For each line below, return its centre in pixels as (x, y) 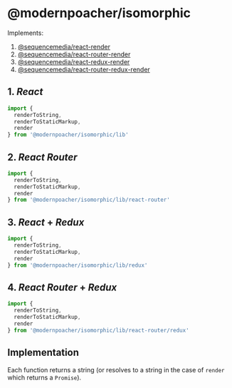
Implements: (26, 33)
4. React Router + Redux (62, 287)
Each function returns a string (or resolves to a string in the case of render (116, 369)
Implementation (43, 353)
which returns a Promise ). (44, 377)
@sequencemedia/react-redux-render (74, 61)
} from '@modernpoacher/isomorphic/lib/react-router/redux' (99, 330)
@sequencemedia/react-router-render (74, 54)
